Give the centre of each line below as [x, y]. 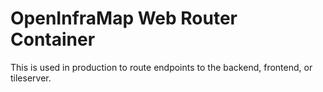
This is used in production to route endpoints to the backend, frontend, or [161, 67]
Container [53, 39]
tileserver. [31, 78]
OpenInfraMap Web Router [124, 18]
